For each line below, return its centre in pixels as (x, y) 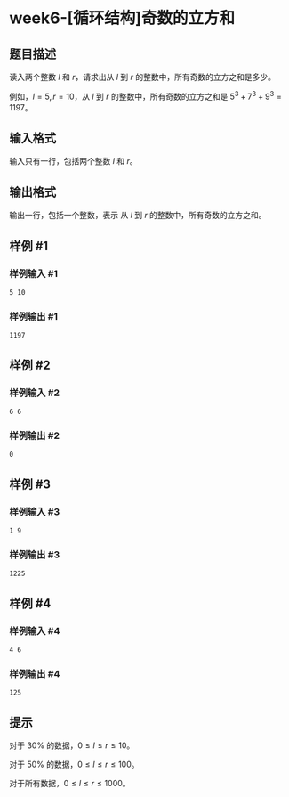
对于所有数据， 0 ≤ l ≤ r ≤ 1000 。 (70, 784)
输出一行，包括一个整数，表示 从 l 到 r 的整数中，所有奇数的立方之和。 (138, 216)
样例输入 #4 (35, 630)
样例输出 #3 (35, 555)
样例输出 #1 (33, 316)
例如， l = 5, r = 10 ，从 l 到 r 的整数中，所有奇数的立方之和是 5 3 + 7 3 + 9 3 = (146, 96)
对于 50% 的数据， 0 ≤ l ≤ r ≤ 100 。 (74, 764)
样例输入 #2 (35, 393)
